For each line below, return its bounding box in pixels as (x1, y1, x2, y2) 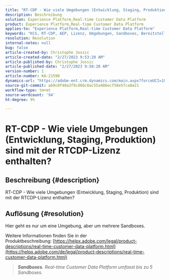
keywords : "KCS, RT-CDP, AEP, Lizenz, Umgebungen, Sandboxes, (5, 31, 139, 36)
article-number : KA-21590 (5, 74, 60, 79)
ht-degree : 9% (5, 97, 35, 102)
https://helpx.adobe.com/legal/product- (54, 238, 137, 244)
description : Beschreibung (5, 12, 62, 17)
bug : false (5, 45, 28, 50)
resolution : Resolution (5, 36, 56, 41)
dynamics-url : (5, 78, 35, 83)
